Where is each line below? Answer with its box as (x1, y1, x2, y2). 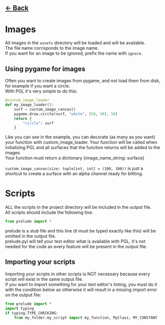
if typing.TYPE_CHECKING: (5, 310, 58, 316)
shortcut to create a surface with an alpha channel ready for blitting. (5, 171, 143, 177)
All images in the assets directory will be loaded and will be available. (5, 40, 145, 46)
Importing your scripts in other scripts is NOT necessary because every (5, 271, 150, 277)
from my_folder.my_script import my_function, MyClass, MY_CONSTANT (14, 315, 158, 320)
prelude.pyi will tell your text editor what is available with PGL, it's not (5, 238, 146, 244)
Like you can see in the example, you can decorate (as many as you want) (5, 134, 156, 140)
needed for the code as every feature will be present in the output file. (5, 244, 147, 250)
